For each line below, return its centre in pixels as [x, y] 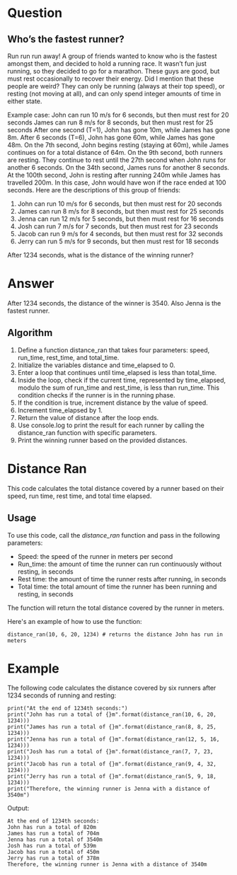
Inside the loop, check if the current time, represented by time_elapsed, [122, 380]
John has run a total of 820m [52, 828]
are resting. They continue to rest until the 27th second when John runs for [117, 160]
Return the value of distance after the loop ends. [88, 417]
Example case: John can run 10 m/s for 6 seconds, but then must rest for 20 [118, 115]
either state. [25, 101]
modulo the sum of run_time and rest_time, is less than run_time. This [118, 388]
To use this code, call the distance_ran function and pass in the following [114, 535]
